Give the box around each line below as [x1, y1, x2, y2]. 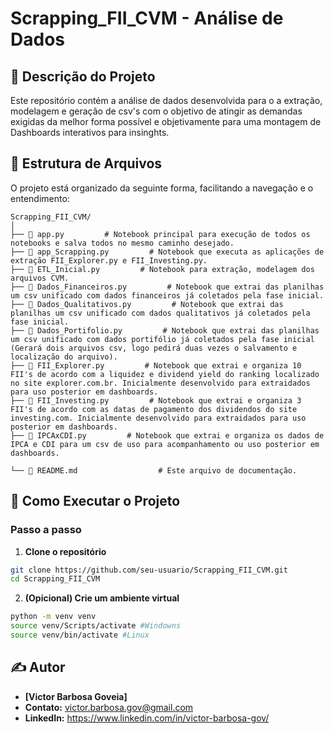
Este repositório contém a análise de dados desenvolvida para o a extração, [10, 95, 323, 106]
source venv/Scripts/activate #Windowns [10, 621, 182, 631]
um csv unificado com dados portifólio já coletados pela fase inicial [10, 334, 315, 344]
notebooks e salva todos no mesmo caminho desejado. [10, 238, 235, 248]
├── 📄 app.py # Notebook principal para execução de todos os [10, 229, 311, 239]
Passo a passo [10, 523, 82, 537]
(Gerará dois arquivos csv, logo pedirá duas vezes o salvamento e [10, 343, 298, 353]
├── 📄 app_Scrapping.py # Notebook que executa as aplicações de [10, 247, 325, 257]
